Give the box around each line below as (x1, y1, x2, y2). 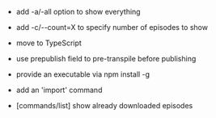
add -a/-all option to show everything (15, 7, 141, 16)
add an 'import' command (15, 85, 103, 95)
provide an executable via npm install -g (15, 70, 150, 79)
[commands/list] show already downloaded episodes (15, 101, 193, 110)
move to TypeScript (15, 38, 83, 48)
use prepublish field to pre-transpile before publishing (15, 54, 197, 63)
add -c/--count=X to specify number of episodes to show (15, 23, 209, 32)
